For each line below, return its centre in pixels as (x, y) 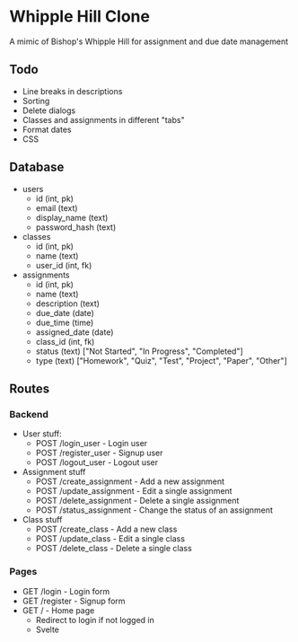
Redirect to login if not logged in (95, 620)
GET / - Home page (58, 610)
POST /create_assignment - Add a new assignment (130, 481)
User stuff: (42, 434)
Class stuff (42, 520)
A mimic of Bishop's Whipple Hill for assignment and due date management (149, 41)
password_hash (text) (76, 227)
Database (37, 167)
